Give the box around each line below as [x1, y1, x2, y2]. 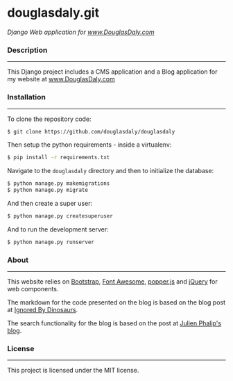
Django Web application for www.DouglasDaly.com [7, 28, 155, 36]
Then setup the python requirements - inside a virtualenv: [7, 140, 172, 149]
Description [7, 45, 48, 55]
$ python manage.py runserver [7, 238, 95, 245]
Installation [7, 92, 46, 102]
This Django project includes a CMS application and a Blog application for [7, 67, 218, 76]
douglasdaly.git [7, 5, 99, 21]
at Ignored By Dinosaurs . [7, 306, 78, 314]
